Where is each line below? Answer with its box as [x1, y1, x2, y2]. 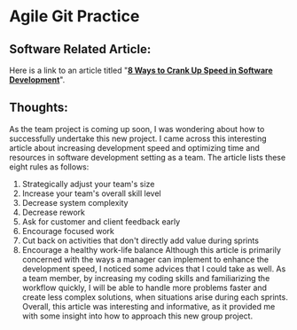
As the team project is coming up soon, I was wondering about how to [9, 123, 265, 134]
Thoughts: [9, 100, 68, 115]
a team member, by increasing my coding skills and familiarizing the [21, 272, 270, 283]
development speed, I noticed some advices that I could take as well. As [21, 263, 286, 274]
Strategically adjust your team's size [21, 178, 155, 189]
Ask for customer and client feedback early [21, 216, 181, 227]
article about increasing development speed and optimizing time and [9, 142, 260, 153]
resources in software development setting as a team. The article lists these [9, 152, 286, 162]
